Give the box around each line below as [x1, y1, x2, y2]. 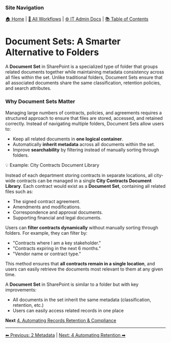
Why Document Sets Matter [5, 98, 75, 105]
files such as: [5, 188, 33, 194]
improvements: [5, 286, 37, 292]
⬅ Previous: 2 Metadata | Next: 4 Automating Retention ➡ [5, 332, 126, 338]
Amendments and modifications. [12, 204, 81, 210]
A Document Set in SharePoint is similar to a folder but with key [5, 281, 139, 287]
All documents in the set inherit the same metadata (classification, [12, 297, 151, 303]
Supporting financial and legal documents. [12, 214, 102, 220]
